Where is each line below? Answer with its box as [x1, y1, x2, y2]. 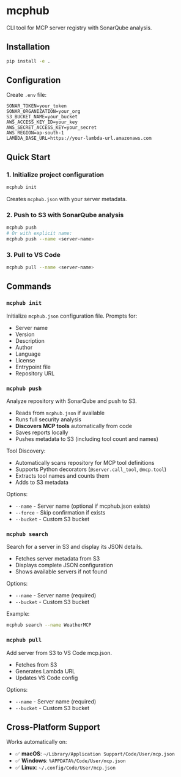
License [15, 356, 35, 364]
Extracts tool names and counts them [15, 472, 109, 480]
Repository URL [15, 369, 55, 377]
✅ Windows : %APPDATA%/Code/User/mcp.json [15, 757, 127, 764]
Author [15, 343, 33, 351]
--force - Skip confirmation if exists [15, 509, 106, 516]
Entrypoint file [15, 363, 51, 370]
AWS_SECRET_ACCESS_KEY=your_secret [6, 124, 97, 131]
